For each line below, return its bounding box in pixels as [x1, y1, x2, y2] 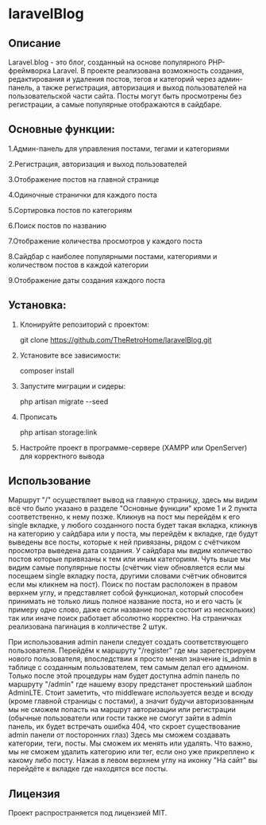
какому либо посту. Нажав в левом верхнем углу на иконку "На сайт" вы [8, 756, 258, 765]
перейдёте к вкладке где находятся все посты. [8, 764, 168, 773]
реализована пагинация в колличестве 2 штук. [8, 622, 168, 632]
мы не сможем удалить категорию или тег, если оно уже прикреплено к [8, 747, 255, 757]
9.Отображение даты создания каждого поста [8, 275, 165, 285]
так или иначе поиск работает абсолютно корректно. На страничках [8, 614, 242, 623]
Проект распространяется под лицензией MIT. [8, 808, 168, 818]
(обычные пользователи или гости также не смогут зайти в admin [8, 713, 233, 723]
